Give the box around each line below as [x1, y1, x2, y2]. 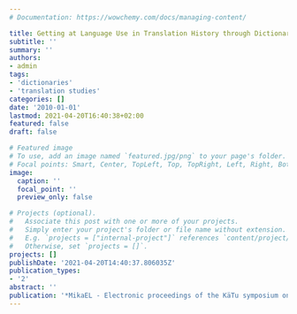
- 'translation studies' [9, 86, 101, 96]
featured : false [9, 119, 69, 128]
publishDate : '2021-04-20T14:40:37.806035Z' [9, 258, 176, 267]
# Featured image [9, 143, 73, 153]
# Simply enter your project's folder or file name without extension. [9, 226, 287, 234]
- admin [9, 62, 38, 71]
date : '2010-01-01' [9, 103, 81, 111]
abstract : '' [9, 283, 57, 292]
